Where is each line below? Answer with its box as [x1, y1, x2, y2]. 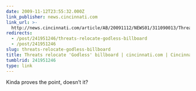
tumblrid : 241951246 [6, 57, 57, 63]
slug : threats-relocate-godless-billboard [6, 47, 111, 52]
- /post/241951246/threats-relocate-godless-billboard [11, 36, 148, 41]
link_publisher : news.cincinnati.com [6, 14, 98, 20]
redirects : [6, 30, 33, 36]
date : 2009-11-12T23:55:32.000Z [6, 8, 85, 15]
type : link [6, 62, 33, 69]
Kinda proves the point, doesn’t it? [6, 79, 89, 86]
